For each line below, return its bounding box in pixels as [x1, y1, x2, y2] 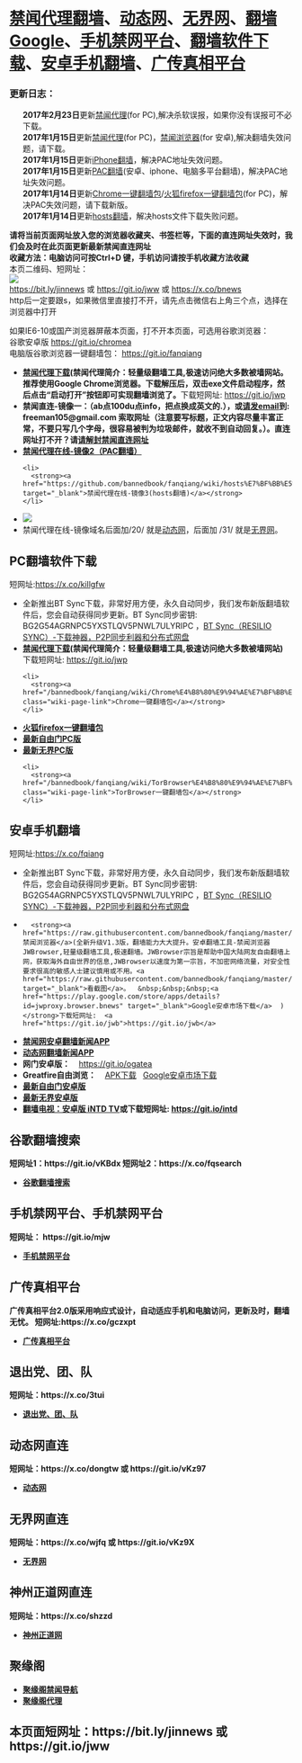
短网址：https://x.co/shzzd [9, 1610, 113, 1621]
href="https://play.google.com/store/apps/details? [22, 992, 220, 1001]
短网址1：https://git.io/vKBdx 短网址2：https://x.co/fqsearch [9, 1158, 243, 1168]
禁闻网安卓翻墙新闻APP [22, 1036, 111, 1047]
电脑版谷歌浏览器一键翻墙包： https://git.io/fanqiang [9, 348, 202, 359]
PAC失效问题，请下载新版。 [30, 200, 133, 210]
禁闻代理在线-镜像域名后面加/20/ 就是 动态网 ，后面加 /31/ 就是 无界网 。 [22, 524, 283, 535]
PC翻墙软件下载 [9, 553, 97, 568]
